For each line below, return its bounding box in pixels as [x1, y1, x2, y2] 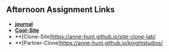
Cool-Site [14, 27, 39, 34]
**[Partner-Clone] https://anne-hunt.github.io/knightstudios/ [14, 39, 164, 46]
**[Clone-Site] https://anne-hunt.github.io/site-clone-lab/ [14, 32, 156, 40]
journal [14, 20, 33, 27]
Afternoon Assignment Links [6, 5, 115, 15]
